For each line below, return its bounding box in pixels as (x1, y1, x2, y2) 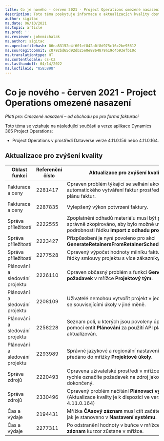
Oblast (11, 166, 28, 173)
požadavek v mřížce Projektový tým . (66, 275, 153, 282)
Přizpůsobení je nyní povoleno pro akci (66, 234, 156, 241)
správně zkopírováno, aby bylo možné (66, 220, 154, 227)
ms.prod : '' (5, 30, 29, 35)
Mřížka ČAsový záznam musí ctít (66, 407, 143, 414)
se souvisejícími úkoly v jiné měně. (66, 301, 146, 307)
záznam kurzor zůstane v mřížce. (66, 427, 144, 434)
